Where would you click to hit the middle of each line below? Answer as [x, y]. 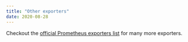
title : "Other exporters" [37, 11]
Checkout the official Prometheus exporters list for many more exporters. [94, 33]
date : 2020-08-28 [27, 17]
